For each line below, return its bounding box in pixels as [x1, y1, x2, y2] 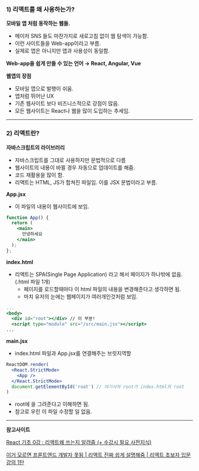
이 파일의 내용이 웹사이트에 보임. [14, 203, 89, 210]
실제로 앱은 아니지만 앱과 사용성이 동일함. [14, 47, 110, 55]
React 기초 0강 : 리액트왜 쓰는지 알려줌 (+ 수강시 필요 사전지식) [6, 439, 152, 446]
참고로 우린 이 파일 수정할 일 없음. [14, 408, 92, 415]
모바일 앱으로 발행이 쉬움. [14, 85, 74, 93]
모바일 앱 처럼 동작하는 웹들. [6, 20, 70, 27]
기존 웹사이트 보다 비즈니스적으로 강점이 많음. [14, 100, 120, 107]
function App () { [6, 215, 49, 221]
